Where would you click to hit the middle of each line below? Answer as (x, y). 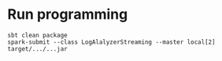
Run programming (68, 14)
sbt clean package (37, 35)
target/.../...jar (37, 48)
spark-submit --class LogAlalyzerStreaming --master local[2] (111, 42)
